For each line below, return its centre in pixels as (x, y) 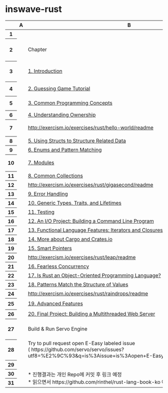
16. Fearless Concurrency (58, 266)
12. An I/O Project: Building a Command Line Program (91, 221)
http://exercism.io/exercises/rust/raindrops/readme (88, 293)
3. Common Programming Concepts (70, 103)
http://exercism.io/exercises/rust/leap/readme (82, 257)
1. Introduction (45, 71)
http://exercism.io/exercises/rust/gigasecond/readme (90, 184)
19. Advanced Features (55, 303)
